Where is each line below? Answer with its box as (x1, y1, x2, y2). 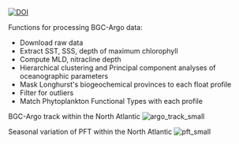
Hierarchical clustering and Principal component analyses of (19, 63, 216, 72)
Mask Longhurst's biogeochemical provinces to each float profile (19, 79, 232, 89)
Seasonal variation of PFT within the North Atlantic (8, 127, 172, 136)
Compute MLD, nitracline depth (19, 55, 121, 64)
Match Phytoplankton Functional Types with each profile (19, 97, 204, 105)
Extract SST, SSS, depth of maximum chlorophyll (19, 46, 179, 55)
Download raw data (19, 38, 84, 47)
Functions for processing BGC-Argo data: (8, 23, 144, 31)
